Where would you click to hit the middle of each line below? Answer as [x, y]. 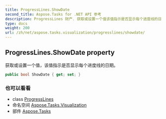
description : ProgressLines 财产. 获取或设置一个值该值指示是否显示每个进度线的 [82, 19]
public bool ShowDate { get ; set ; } [43, 75]
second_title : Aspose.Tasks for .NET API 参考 [53, 14]
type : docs [16, 23]
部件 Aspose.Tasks [31, 111]
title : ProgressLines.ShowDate [37, 10]
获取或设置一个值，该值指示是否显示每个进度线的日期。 [61, 65]
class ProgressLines [33, 99]
